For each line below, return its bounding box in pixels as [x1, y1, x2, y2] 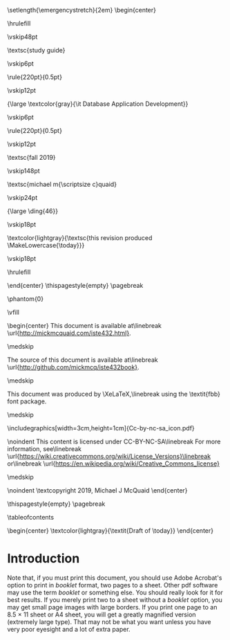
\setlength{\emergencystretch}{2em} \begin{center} [7, 6, 157, 14]
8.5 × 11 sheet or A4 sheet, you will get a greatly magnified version [7, 610, 196, 619]
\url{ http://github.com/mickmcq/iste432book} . [7, 363, 140, 371]
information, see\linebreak [7, 445, 82, 452]
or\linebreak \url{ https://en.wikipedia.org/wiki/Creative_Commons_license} [7, 459, 220, 468]
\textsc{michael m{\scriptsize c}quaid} [7, 180, 117, 188]
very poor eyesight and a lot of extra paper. [7, 625, 131, 633]
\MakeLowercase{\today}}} [7, 241, 85, 249]
